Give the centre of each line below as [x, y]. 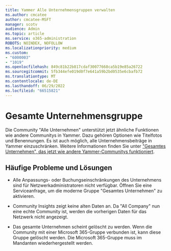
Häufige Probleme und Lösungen [59, 168]
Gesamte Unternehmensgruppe [74, 116]
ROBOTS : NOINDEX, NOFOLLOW [34, 43]
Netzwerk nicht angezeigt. [40, 217]
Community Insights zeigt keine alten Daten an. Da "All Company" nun [86, 206]
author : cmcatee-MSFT [28, 19]
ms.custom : [17, 53]
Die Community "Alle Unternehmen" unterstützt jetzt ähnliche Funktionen [82, 130]
